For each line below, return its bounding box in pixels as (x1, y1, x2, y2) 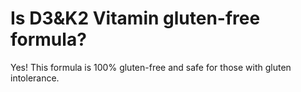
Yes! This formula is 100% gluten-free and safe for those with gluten (10, 61, 292, 73)
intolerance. (10, 72, 60, 84)
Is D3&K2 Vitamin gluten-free (10, 7, 261, 30)
